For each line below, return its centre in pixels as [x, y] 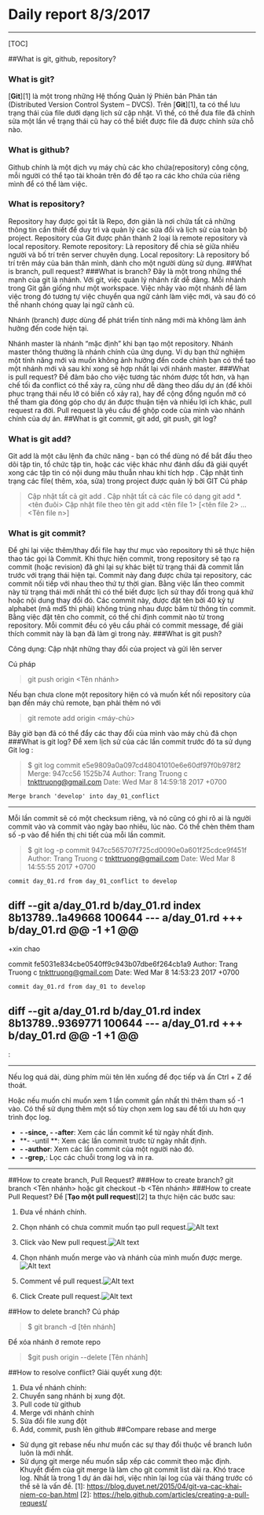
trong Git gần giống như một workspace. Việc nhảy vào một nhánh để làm [128, 287]
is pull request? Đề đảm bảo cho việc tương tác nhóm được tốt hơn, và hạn [129, 377]
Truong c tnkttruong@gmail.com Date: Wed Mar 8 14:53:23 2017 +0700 [124, 972]
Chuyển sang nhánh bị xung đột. [72, 1396]
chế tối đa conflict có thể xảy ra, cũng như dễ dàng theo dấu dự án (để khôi [130, 385]
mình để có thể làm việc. [48, 184]
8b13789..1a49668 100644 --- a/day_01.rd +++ [126, 918]
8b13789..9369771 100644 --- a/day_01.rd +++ [126, 1023]
